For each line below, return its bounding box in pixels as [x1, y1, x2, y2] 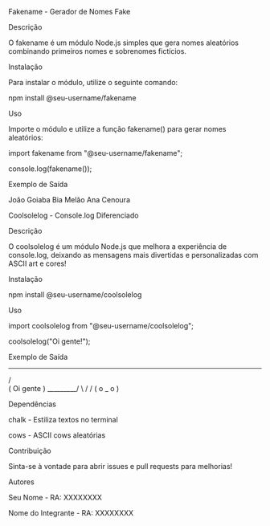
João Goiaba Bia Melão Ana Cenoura [8, 195, 131, 204]
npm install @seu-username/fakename [8, 93, 137, 103]
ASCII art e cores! [8, 259, 67, 268]
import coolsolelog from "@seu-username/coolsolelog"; [8, 321, 194, 330]
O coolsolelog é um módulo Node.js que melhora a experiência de [8, 242, 227, 251]
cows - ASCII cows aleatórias [8, 430, 106, 440]
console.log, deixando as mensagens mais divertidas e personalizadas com [8, 251, 259, 259]
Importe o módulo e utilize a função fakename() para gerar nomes [8, 124, 227, 133]
